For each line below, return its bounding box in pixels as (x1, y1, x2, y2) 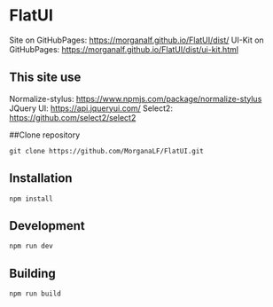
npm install (9, 194, 53, 203)
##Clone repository (9, 130, 81, 140)
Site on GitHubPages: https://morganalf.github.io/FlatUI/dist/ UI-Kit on (9, 35, 264, 45)
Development (9, 218, 86, 233)
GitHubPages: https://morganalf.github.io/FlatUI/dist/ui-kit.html (9, 43, 239, 54)
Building (9, 265, 56, 280)
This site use (9, 70, 82, 85)
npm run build (9, 289, 62, 298)
